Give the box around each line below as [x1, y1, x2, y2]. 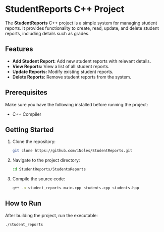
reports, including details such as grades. [5, 30, 90, 36]
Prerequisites [5, 88, 48, 97]
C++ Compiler [12, 111, 42, 117]
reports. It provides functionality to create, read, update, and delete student [5, 25, 160, 31]
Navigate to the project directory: [12, 157, 80, 163]
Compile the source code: [12, 176, 65, 182]
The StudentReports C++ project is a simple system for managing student [5, 20, 158, 26]
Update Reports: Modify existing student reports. [12, 69, 114, 75]
